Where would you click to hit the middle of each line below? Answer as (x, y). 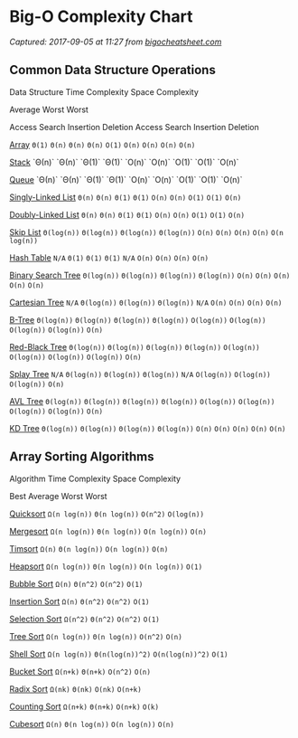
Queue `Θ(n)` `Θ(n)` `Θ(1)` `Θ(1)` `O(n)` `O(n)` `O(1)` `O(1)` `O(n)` (126, 179)
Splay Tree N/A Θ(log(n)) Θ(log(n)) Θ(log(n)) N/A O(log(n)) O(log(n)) (140, 374)
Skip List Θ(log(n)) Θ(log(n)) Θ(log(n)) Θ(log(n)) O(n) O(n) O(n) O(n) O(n (147, 232)
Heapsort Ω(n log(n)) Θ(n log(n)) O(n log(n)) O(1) (106, 566)
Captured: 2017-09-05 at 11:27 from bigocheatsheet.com (116, 42)
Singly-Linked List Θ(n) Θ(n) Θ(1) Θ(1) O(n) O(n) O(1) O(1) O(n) (126, 197)
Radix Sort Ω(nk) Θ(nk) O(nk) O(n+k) (75, 688)
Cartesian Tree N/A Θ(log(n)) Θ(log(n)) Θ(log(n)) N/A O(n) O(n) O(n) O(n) (146, 302)
